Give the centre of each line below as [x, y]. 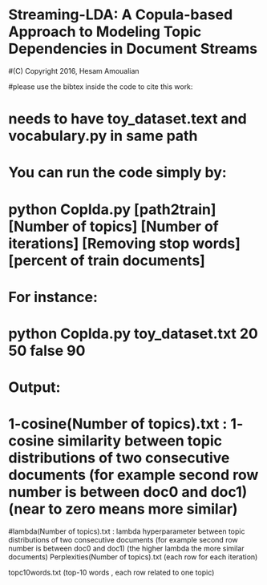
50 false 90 [47, 351]
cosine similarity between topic [115, 441]
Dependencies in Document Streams [133, 49]
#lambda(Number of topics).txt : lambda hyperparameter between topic [127, 531]
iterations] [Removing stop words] [124, 243]
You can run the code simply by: [117, 173]
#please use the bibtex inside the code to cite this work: [101, 87]
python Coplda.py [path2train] [112, 209]
